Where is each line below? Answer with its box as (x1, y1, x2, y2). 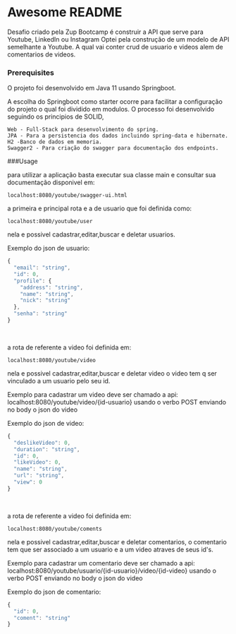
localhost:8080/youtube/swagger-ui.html (7, 192, 128, 199)
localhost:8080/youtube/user (7, 218, 93, 225)
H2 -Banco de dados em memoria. (7, 138, 102, 145)
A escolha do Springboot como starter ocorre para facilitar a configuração (7, 97, 223, 106)
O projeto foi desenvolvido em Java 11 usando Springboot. (7, 84, 176, 92)
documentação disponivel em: (7, 178, 95, 187)
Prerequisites (7, 68, 54, 78)
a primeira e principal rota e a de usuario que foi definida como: (7, 204, 192, 213)
